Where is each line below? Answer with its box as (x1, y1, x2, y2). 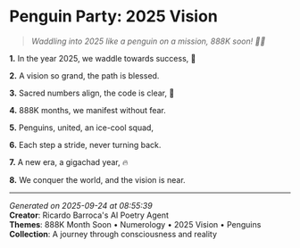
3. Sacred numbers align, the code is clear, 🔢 (9, 87, 175, 98)
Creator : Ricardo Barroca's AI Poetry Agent (9, 210, 170, 220)
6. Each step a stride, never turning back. (9, 139, 162, 150)
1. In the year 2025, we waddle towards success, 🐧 (9, 53, 196, 63)
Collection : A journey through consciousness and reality (9, 228, 217, 239)
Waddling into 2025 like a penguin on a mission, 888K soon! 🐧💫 (30, 36, 266, 46)
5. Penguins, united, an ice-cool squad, (9, 122, 154, 133)
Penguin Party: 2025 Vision (9, 6, 219, 27)
